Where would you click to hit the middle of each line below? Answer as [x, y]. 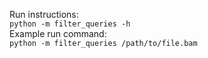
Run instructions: [44, 14]
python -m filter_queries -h [70, 24]
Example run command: [58, 33]
